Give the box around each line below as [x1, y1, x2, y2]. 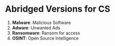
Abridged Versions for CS [5, 3, 111, 15]
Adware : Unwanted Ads [12, 24, 61, 30]
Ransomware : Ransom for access [12, 30, 80, 36]
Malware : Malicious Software [12, 20, 71, 25]
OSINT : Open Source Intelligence [12, 35, 79, 41]
